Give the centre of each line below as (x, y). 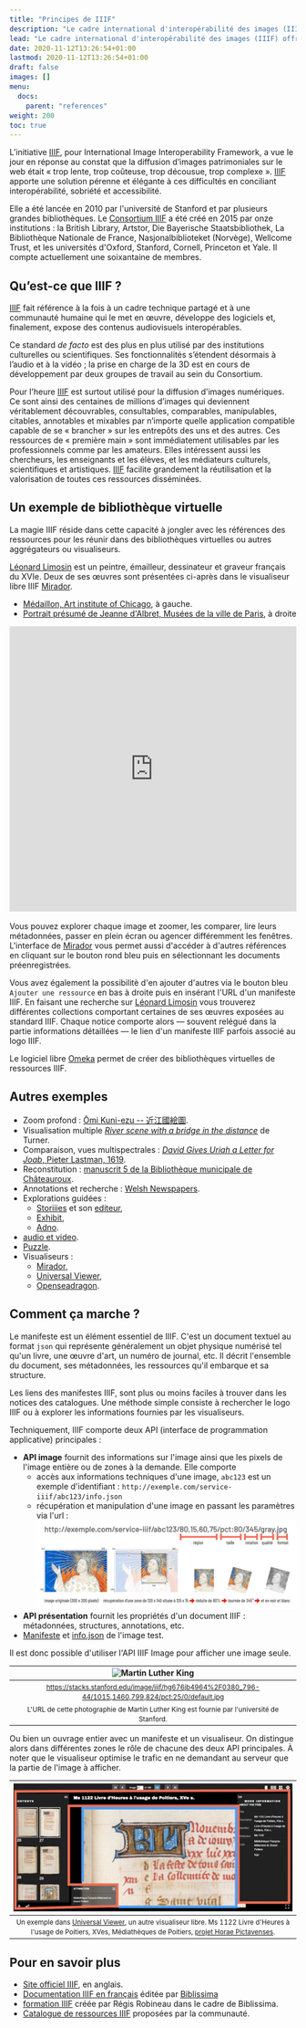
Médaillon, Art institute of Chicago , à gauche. (107, 603)
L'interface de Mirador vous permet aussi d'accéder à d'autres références (148, 946)
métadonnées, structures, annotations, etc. (103, 1626)
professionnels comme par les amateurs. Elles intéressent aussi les (135, 450)
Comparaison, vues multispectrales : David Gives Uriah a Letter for (148, 1149)
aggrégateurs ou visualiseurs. (65, 549)
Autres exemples (59, 1097)
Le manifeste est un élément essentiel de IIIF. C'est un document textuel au (150, 1336)
